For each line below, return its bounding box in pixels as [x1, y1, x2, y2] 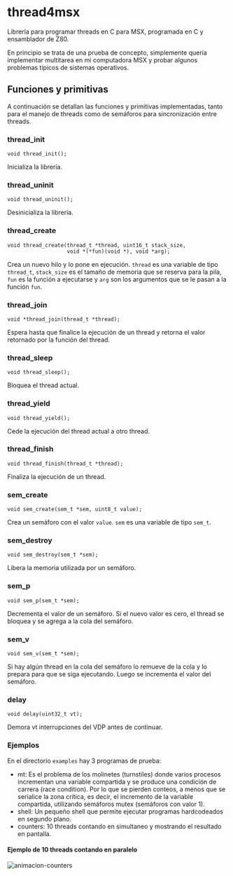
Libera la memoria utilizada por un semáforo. [7, 564, 136, 572]
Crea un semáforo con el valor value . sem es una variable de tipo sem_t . [7, 518, 211, 527]
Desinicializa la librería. [7, 208, 73, 217]
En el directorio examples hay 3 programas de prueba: [7, 756, 162, 765]
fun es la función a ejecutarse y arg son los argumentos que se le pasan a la [7, 274, 227, 284]
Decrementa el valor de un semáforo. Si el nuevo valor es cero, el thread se [7, 609, 225, 618]
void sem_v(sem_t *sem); [7, 651, 80, 658]
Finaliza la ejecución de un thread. [7, 472, 106, 480]
